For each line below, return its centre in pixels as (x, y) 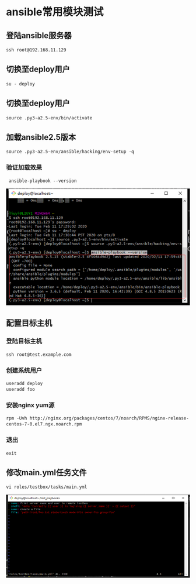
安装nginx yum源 (30, 405)
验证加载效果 (24, 167)
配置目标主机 (29, 323)
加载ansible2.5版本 (41, 137)
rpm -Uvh (17, 418)
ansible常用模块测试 (55, 12)
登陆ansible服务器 (39, 35)
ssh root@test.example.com (39, 355)
